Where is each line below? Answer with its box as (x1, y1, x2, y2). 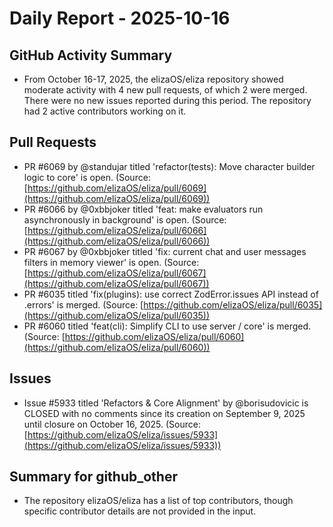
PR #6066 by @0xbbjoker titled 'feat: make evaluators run (23, 203, 264, 215)
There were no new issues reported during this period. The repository (23, 95, 312, 106)
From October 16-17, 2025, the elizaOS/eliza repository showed (23, 73, 284, 85)
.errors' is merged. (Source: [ (23, 298, 144, 311)
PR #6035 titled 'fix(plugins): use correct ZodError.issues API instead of (23, 288, 319, 300)
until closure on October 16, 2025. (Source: (23, 418, 201, 430)
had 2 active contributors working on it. (23, 105, 187, 117)
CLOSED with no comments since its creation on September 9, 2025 (23, 407, 306, 419)
